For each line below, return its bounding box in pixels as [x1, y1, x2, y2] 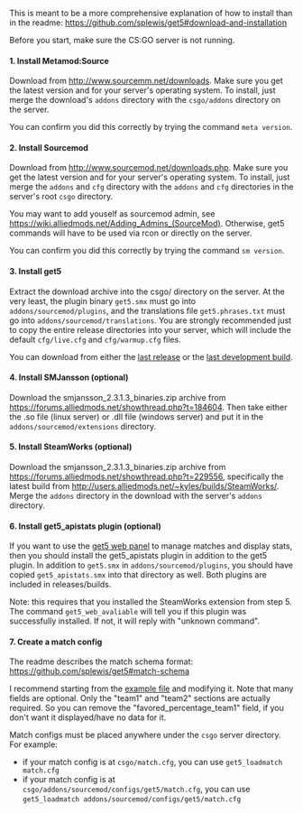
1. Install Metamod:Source [9, 55, 110, 66]
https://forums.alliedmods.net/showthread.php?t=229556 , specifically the [9, 471, 284, 482]
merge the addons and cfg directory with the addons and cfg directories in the [9, 181, 294, 192]
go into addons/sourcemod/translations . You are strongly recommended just [9, 315, 291, 326]
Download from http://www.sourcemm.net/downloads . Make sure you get [9, 76, 283, 87]
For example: [9, 739, 59, 750]
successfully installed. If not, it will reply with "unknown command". [9, 615, 260, 626]
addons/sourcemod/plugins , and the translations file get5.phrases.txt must [9, 305, 286, 316]
